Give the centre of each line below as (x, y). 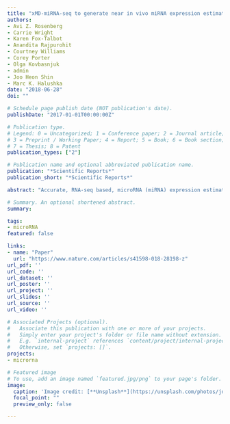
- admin (18, 70)
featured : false (30, 234)
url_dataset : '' (30, 278)
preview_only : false (42, 404)
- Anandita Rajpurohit (39, 45)
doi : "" (18, 96)
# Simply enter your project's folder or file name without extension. (115, 335)
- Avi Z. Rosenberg (35, 26)
